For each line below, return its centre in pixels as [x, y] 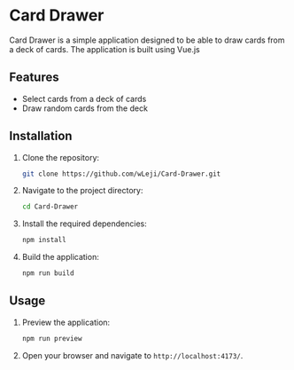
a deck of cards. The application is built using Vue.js [105, 49]
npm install [44, 240]
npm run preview [52, 338]
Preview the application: [66, 322]
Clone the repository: [61, 157]
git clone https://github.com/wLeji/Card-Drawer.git [121, 174]
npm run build [48, 273]
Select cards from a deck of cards [84, 98]
